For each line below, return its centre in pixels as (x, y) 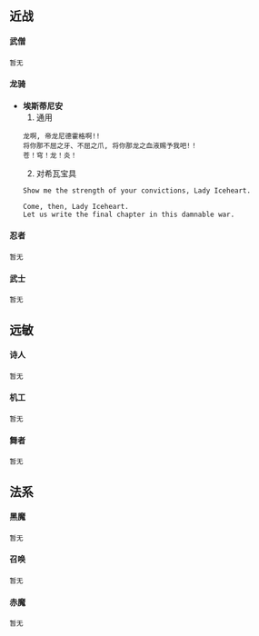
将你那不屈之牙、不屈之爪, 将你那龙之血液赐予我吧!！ (110, 145)
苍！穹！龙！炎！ (50, 155)
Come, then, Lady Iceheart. (75, 206)
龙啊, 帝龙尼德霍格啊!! (61, 136)
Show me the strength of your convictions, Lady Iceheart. (137, 190)
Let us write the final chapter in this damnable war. (129, 214)
